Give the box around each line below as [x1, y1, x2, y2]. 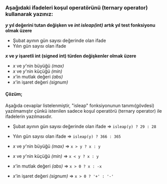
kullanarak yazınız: [5, 10, 54, 17]
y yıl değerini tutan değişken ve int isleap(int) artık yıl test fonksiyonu [5, 22, 156, 28]
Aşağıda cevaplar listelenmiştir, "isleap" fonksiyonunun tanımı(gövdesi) [5, 102, 155, 109]
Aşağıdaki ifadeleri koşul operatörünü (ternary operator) [5, 4, 148, 11]
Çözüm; [5, 91, 22, 97]
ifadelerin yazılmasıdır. [5, 113, 53, 119]
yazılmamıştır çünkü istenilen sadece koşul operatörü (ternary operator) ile [5, 108, 162, 114]
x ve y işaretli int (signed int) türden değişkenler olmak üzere [5, 53, 136, 59]
